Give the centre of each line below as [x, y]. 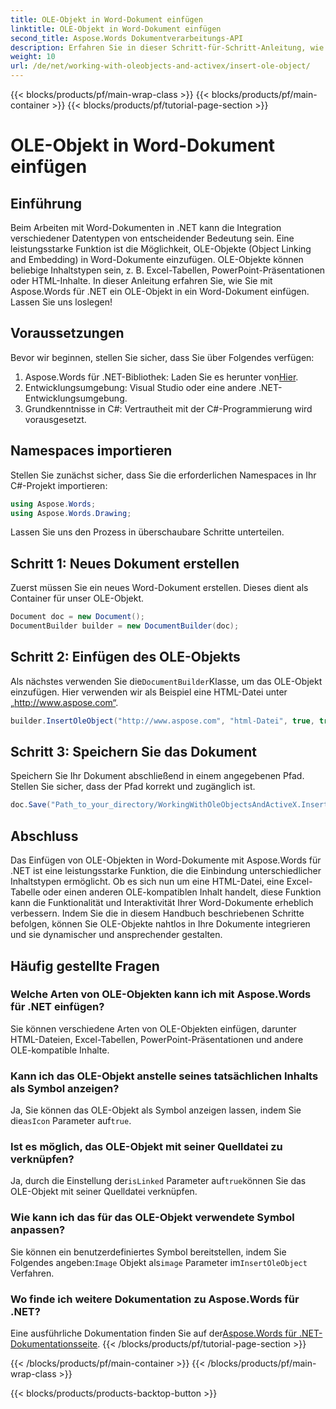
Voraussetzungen [67, 333]
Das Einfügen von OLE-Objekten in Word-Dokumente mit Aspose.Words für [166, 860]
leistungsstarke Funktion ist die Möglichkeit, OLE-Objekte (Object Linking [161, 249]
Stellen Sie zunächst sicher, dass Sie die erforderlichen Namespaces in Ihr [163, 475]
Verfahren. [32, 1273]
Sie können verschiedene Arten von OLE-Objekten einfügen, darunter [153, 1028]
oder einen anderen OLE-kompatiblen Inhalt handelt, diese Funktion [182, 892]
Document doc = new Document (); [77, 617]
